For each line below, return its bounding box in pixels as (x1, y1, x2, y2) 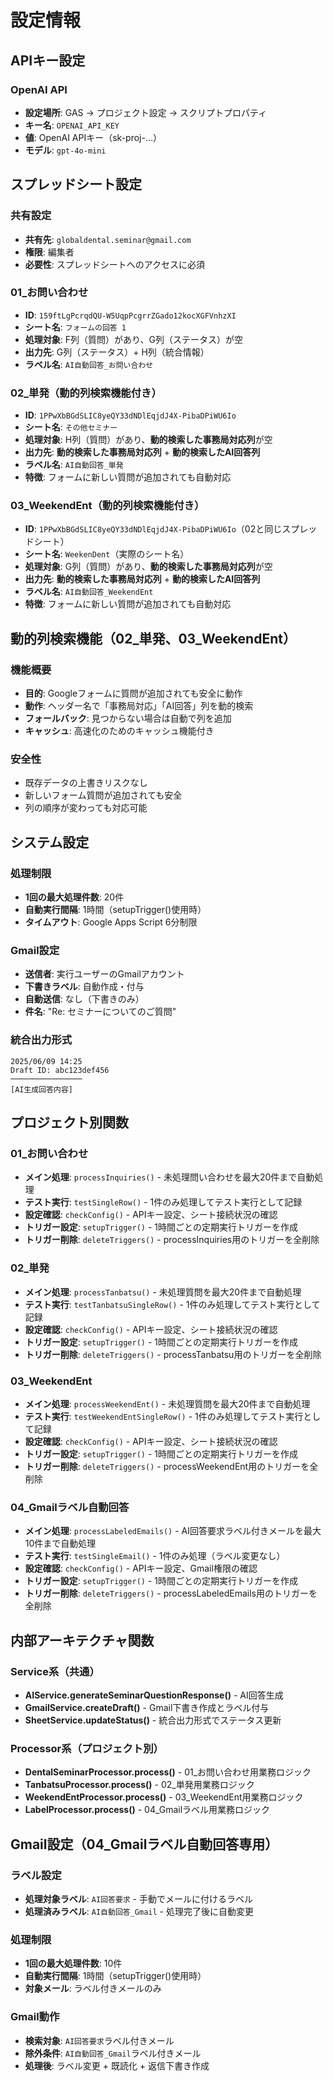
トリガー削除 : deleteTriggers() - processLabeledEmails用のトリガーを (24, 1587, 318, 1600)
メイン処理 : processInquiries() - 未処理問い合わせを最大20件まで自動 (24, 1171, 315, 1183)
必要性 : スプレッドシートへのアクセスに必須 (24, 258, 206, 270)
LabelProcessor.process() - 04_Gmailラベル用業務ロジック (24, 1804, 271, 1816)
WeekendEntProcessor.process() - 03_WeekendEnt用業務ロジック (24, 1791, 304, 1803)
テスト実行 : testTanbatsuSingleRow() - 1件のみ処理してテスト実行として (24, 1298, 321, 1310)
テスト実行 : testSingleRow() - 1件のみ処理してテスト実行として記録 (24, 1196, 303, 1208)
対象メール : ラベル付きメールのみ (24, 1982, 162, 1995)
